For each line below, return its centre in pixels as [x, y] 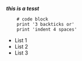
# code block [33, 19]
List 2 [21, 47]
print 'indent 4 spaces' [47, 29]
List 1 [21, 40]
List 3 [21, 53]
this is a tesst [23, 9]
